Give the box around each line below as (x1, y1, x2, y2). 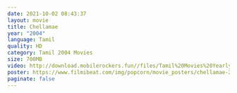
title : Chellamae (7, 23, 59, 30)
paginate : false (7, 75, 55, 83)
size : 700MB (7, 56, 42, 63)
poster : (7, 69, 30, 76)
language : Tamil (7, 36, 55, 43)
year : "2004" (7, 29, 46, 37)
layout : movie (7, 17, 49, 24)
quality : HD (7, 43, 42, 50)
